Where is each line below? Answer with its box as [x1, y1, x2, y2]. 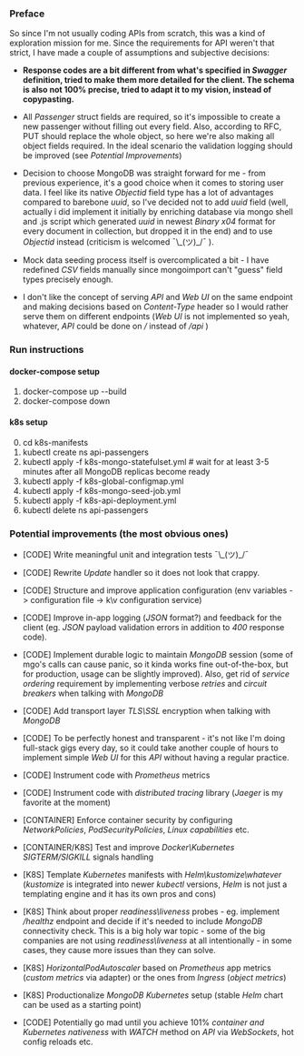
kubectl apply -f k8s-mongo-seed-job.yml [22, 485, 181, 496]
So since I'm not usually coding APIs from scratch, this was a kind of [9, 28, 266, 39]
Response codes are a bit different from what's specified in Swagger [22, 65, 288, 75]
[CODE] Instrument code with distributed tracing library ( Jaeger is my [22, 787, 284, 798]
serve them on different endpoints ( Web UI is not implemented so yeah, [22, 311, 290, 322]
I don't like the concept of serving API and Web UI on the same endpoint [22, 292, 293, 303]
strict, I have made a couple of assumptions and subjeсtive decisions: [9, 47, 270, 58]
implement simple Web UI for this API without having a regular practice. [22, 751, 290, 762]
